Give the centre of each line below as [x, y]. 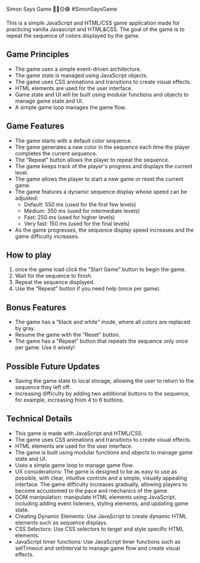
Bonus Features [36, 308]
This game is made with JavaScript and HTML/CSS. [79, 433]
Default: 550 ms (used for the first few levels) [80, 204]
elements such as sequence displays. [61, 522]
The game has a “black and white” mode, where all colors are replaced [102, 322]
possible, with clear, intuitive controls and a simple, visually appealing [101, 478]
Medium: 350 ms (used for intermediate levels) [82, 211]
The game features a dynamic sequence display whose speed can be [101, 191]
